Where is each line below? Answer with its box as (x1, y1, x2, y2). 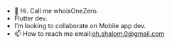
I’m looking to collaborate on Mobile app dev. (14, 22, 146, 30)
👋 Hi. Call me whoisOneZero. (14, 7, 99, 15)
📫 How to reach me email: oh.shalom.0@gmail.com (14, 30, 165, 38)
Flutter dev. (14, 14, 48, 22)
